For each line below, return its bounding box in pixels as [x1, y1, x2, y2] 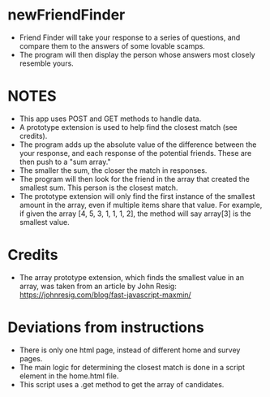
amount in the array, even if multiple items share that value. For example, [19, 200, 263, 209]
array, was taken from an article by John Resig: [19, 281, 178, 291]
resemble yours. [19, 58, 74, 68]
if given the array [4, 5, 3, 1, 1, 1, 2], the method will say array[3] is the [19, 209, 251, 218]
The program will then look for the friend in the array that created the [19, 174, 251, 183]
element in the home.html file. [19, 371, 119, 381]
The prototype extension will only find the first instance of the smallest [19, 191, 255, 201]
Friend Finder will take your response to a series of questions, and [19, 32, 241, 42]
